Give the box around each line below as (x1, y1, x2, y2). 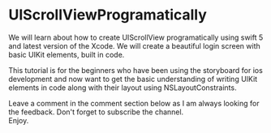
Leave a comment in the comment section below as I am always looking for (8, 98, 260, 108)
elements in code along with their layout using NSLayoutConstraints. (8, 83, 237, 92)
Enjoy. (8, 115, 29, 125)
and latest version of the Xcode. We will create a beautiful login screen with (8, 41, 261, 50)
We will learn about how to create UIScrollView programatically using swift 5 (8, 32, 264, 42)
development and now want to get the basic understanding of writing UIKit (8, 74, 258, 84)
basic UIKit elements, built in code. (8, 49, 125, 59)
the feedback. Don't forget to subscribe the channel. (8, 107, 184, 117)
